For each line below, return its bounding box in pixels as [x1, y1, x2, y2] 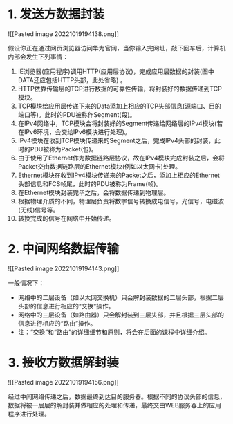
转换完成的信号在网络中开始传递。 [17, 214, 115, 222]
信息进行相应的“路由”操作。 [17, 319, 97, 327]
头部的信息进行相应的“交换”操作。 [17, 302, 115, 310]
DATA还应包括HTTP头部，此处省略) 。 [17, 75, 127, 84]
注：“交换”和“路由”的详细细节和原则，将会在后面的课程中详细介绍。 [17, 328, 211, 336]
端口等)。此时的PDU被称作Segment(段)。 [17, 110, 136, 118]
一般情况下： [8, 278, 44, 287]
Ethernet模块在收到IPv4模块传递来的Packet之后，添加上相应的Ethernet [17, 171, 221, 179]
